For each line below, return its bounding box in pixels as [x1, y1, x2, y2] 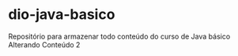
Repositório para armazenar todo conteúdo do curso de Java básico [8, 32, 231, 41]
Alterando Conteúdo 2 [8, 39, 81, 49]
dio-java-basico [8, 6, 115, 24]
